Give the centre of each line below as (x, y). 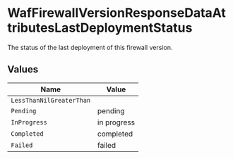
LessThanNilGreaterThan (51, 100)
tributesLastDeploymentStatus (100, 28)
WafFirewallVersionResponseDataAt (116, 13)
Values (23, 69)
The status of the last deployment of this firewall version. (90, 47)
